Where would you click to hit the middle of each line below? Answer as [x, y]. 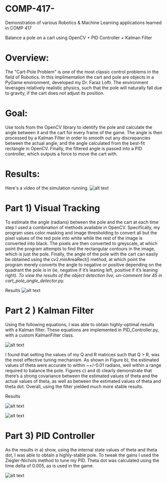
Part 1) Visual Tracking [53, 208]
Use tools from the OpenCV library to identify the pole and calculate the [79, 127]
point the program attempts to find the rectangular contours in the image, [80, 249]
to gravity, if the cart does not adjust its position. [55, 93]
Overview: [27, 58]
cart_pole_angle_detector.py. [35, 281]
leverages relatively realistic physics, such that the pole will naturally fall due [84, 88]
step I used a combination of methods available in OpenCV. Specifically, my [83, 227]
